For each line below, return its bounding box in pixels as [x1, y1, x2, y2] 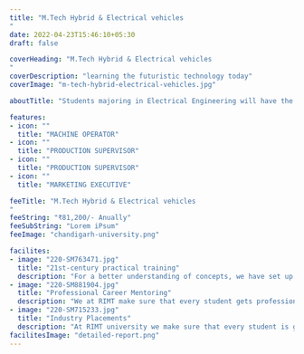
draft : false [9, 38, 59, 48]
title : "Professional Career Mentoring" [17, 289, 172, 298]
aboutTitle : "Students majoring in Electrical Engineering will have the [9, 96, 294, 105]
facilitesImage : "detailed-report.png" [9, 330, 160, 340]
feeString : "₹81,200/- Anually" [9, 214, 131, 223]
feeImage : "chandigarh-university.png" [9, 230, 160, 240]
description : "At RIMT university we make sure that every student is [17, 322, 290, 331]
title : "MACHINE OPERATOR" [17, 129, 119, 139]
